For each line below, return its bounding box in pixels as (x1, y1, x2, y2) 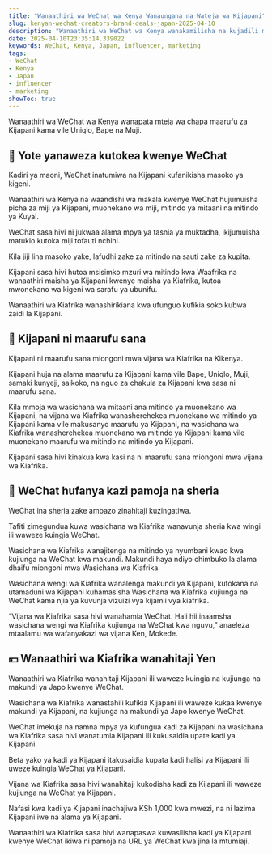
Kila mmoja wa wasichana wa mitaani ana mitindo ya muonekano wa (8, 402, 236, 412)
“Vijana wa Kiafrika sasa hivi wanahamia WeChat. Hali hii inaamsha (8, 611, 232, 621)
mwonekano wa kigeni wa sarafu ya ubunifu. (8, 285, 158, 294)
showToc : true (8, 95, 57, 103)
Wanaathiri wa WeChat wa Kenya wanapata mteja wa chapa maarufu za (8, 116, 249, 126)
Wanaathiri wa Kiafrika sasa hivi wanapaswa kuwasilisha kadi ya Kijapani (8, 827, 252, 837)
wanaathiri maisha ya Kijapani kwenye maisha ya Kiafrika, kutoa (8, 276, 221, 285)
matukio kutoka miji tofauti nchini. (8, 236, 121, 246)
